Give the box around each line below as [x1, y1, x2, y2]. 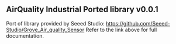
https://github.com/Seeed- [106, 20, 171, 27]
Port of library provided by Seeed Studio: [6, 20, 105, 27]
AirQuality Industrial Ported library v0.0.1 [6, 5, 158, 14]
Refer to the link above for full [85, 26, 157, 33]
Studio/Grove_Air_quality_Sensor [6, 26, 85, 33]
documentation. [6, 32, 44, 39]
